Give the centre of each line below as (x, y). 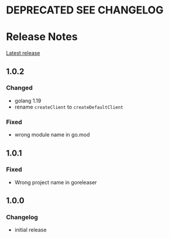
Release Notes (42, 37)
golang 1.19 (28, 100)
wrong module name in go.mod (52, 135)
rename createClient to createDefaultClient (69, 107)
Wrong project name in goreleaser (56, 182)
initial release (30, 230)
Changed (20, 88)
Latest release (23, 53)
